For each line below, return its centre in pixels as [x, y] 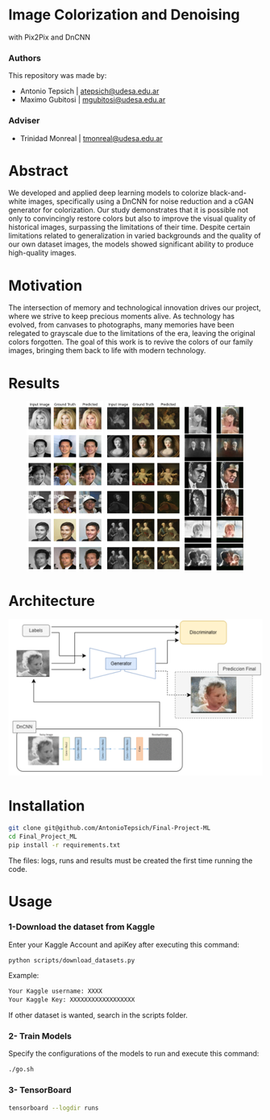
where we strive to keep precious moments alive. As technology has [122, 317]
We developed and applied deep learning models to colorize [108, 193]
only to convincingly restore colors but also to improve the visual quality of [132, 218]
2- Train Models [40, 1036]
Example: [24, 976]
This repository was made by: [58, 76]
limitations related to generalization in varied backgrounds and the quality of [135, 236]
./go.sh [21, 1069]
